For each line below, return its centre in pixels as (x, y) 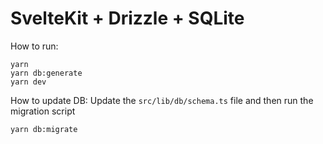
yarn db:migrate (44, 129)
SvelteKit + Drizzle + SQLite (127, 18)
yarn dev (28, 82)
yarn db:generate (46, 73)
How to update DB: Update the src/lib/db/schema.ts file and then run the (162, 100)
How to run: (34, 46)
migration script (43, 111)
